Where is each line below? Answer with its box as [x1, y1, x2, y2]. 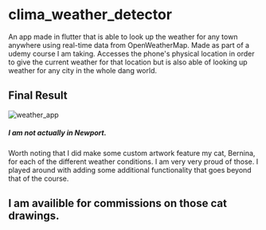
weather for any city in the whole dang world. [8, 65, 158, 75]
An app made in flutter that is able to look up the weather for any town [8, 32, 238, 41]
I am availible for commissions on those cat [8, 197, 227, 210]
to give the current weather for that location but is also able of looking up [8, 57, 248, 67]
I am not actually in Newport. [8, 128, 107, 138]
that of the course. [8, 173, 69, 183]
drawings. [8, 209, 60, 223]
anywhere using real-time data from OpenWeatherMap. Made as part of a [8, 40, 249, 49]
